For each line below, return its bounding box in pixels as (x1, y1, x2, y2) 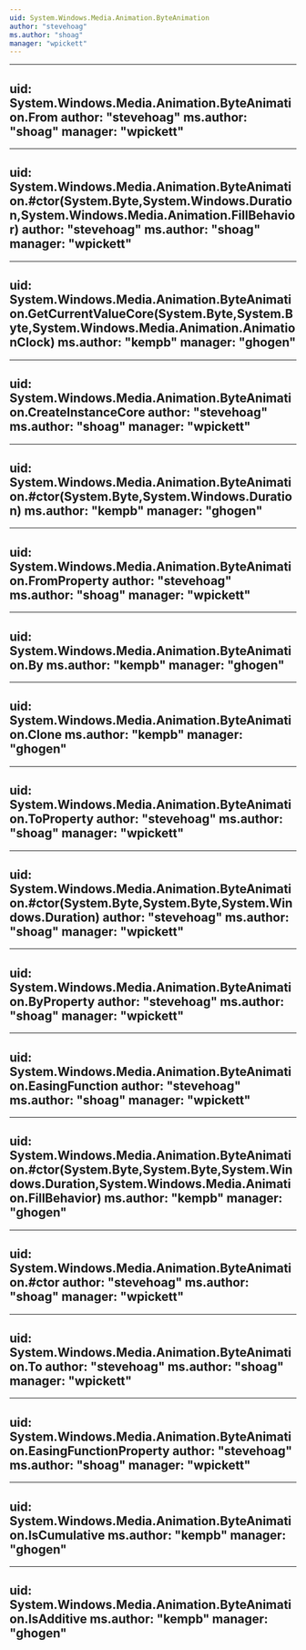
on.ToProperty (9, 812, 94, 827)
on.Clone (9, 727, 62, 743)
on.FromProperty (9, 573, 109, 589)
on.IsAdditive (9, 1612, 88, 1627)
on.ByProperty (9, 994, 96, 1009)
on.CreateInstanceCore (9, 405, 146, 420)
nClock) (9, 334, 56, 351)
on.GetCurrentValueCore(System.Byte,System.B (9, 306, 293, 322)
